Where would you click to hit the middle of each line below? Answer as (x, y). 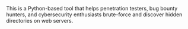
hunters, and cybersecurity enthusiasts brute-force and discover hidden (94, 14)
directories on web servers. (40, 21)
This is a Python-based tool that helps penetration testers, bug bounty (92, 8)
